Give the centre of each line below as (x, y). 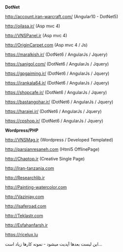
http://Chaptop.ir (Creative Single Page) (45, 159)
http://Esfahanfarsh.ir (26, 225)
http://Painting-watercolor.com (36, 187)
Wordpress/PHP (22, 130)
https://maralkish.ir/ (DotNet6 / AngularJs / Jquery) (56, 54)
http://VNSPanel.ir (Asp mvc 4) (36, 35)
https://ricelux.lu (21, 235)
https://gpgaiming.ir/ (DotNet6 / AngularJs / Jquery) (57, 73)
